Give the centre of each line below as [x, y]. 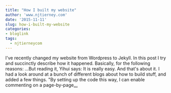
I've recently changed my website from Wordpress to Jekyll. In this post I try [86, 58]
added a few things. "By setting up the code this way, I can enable [75, 79]
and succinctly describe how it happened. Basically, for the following [78, 63]
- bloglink [17, 34]
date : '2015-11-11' [26, 19]
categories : [18, 29]
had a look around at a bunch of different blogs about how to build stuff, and [86, 74]
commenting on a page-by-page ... [41, 85]
